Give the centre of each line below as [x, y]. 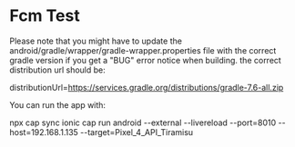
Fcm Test [45, 16]
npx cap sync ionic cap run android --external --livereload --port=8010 [143, 122]
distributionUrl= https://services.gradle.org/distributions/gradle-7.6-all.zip [147, 87]
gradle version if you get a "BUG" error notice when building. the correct [146, 60]
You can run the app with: [58, 104]
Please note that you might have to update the [96, 41]
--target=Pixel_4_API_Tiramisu [137, 132]
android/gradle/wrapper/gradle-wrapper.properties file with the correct [143, 50]
